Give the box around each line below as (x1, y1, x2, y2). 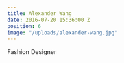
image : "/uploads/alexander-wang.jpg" (7, 29, 118, 36)
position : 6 (7, 23, 41, 29)
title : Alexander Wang (7, 10, 72, 17)
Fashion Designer (7, 48, 57, 56)
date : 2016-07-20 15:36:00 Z (7, 16, 90, 23)
